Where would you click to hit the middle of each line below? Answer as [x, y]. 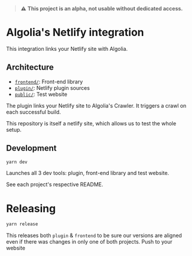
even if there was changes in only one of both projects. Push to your [89, 242]
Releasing [31, 208]
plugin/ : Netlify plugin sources [52, 88]
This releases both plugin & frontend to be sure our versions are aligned [94, 235]
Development [32, 148]
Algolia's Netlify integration [75, 33]
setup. [14, 129]
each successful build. [34, 112]
